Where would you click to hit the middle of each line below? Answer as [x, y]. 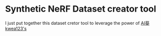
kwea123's [16, 28]
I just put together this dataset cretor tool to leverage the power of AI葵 [77, 23]
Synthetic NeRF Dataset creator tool [81, 9]
